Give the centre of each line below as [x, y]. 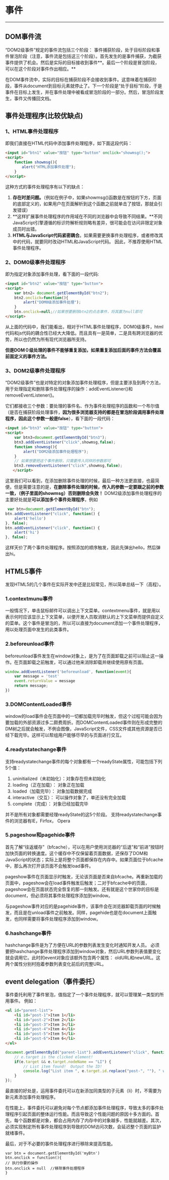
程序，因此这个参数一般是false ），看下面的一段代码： [60, 419]
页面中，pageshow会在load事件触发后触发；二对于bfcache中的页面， [77, 883]
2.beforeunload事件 [30, 644]
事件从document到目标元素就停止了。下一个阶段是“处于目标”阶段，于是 [88, 86]
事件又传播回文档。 [34, 98]
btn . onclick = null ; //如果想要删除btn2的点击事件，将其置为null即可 [78, 312]
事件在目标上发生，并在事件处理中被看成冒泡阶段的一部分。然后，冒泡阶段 [82, 92]
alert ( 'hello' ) [30, 518]
